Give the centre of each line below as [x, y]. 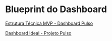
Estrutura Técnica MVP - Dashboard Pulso [49, 23]
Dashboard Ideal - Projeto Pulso [38, 33]
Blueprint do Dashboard [56, 9]
